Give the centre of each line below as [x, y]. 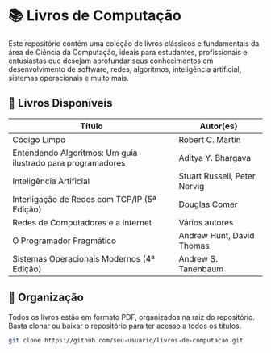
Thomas [194, 246]
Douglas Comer [208, 204]
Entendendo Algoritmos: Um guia [75, 153]
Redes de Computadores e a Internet [82, 222]
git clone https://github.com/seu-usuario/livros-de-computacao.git [126, 340]
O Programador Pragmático [65, 241]
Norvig [192, 186]
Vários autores [206, 222]
